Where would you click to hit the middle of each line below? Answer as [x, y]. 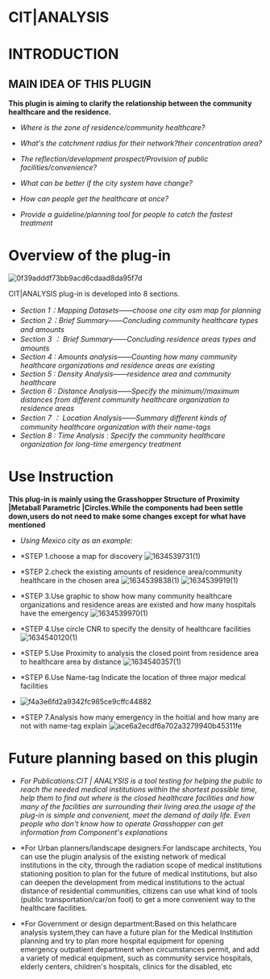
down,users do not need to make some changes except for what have [127, 516]
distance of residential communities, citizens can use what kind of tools [139, 891]
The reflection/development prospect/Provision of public [114, 159]
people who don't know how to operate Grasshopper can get [122, 824]
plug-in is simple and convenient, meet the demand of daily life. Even [135, 815]
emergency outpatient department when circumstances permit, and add [140, 950]
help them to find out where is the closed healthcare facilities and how [137, 798]
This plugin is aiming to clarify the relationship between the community [130, 103]
